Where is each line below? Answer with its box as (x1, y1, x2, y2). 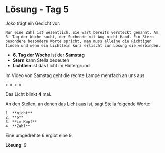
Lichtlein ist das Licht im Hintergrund (12, 62, 90, 68)
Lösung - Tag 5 (5, 4, 69, 15)
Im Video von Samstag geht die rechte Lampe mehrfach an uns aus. (5, 72, 146, 79)
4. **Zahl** (5, 123, 30, 129)
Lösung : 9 (5, 142, 27, 148)
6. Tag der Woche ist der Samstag (12, 52, 85, 58)
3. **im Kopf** (5, 119, 37, 124)
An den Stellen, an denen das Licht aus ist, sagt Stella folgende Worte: (5, 101, 151, 107)
